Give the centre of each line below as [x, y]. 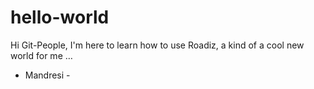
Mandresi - [47, 75]
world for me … [41, 55]
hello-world [60, 17]
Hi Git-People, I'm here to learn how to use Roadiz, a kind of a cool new [157, 45]
